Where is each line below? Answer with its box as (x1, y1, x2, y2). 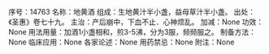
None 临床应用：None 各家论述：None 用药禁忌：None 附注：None (8, 37, 235, 47)
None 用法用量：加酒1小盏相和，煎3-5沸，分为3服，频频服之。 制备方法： (8, 27, 256, 36)
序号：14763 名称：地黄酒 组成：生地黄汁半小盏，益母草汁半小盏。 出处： (8, 7, 256, 16)
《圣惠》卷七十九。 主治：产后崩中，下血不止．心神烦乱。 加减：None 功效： (8, 17, 264, 27)
